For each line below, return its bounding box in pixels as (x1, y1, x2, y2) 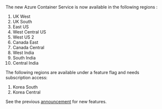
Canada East (12, 39, 39, 45)
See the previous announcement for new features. (5, 99, 107, 104)
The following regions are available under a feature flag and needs (5, 70, 139, 75)
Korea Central (12, 90, 41, 95)
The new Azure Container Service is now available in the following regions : (5, 4, 158, 10)
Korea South (12, 84, 38, 90)
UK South (12, 19, 32, 24)
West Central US (12, 29, 46, 35)
